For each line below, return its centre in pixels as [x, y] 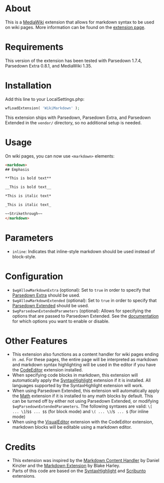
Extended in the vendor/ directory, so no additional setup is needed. [73, 122]
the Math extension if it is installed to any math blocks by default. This [82, 396]
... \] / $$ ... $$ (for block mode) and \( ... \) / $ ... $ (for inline [80, 412]
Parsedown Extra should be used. [46, 295]
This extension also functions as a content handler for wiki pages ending [85, 354]
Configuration [34, 276]
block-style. [24, 256]
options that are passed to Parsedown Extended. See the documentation [85, 316]
